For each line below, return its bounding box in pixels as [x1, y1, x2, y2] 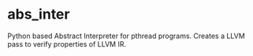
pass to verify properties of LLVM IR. [7, 39, 127, 48]
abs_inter [7, 5, 70, 23]
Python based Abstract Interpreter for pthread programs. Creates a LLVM [7, 31, 245, 40]
